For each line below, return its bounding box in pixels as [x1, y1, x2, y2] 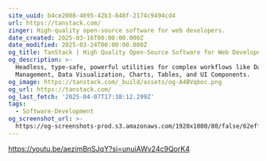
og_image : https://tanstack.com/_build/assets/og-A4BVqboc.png [8, 78, 222, 86]
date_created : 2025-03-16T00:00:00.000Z [8, 33, 145, 42]
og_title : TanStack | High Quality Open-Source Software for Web [8, 48, 229, 56]
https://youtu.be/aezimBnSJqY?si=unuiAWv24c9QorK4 [8, 144, 191, 153]
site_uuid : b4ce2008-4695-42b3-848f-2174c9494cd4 [8, 11, 176, 20]
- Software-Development [15, 108, 94, 116]
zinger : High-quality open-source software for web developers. [8, 26, 226, 34]
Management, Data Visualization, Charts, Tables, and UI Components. [15, 71, 250, 79]
